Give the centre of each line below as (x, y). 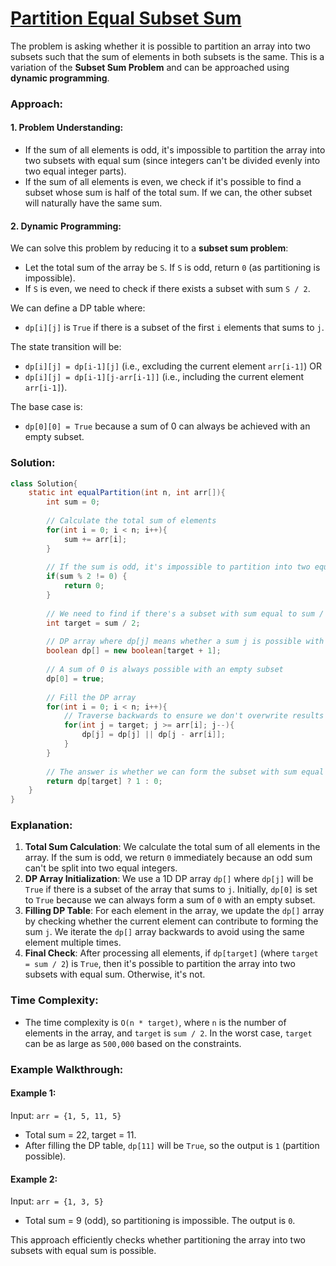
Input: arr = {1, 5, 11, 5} (66, 1115)
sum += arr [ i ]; (95, 539)
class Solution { (44, 483)
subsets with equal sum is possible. (83, 1251)
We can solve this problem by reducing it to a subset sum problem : (149, 248)
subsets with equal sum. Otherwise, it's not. (115, 974)
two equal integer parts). (75, 171)
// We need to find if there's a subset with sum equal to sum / (185, 613)
